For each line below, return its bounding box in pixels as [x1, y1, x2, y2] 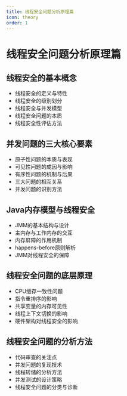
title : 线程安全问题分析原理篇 [6, 8, 74, 15]
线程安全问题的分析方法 [6, 336, 92, 346]
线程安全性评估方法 [14, 120, 63, 127]
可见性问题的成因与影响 [14, 163, 73, 171]
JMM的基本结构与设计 [14, 222, 70, 228]
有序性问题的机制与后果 [14, 171, 73, 178]
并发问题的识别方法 [14, 185, 63, 193]
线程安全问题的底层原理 [6, 271, 92, 281]
